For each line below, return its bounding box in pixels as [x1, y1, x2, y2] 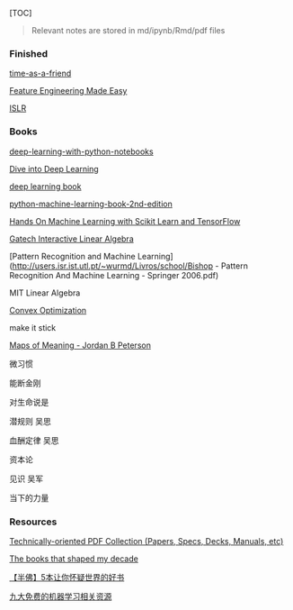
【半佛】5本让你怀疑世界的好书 [9, 571, 125, 582]
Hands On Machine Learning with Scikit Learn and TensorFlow [9, 215, 241, 226]
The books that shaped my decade [9, 553, 139, 564]
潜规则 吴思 [9, 415, 51, 426]
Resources [9, 515, 58, 528]
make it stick [9, 322, 57, 332]
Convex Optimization [9, 305, 87, 315]
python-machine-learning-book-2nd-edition [9, 198, 173, 209]
